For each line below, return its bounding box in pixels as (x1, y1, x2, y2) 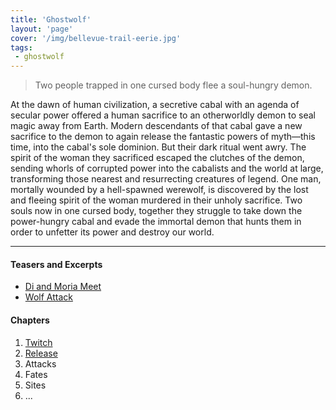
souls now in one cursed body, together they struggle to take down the (10, 205, 303, 217)
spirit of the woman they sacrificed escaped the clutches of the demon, (10, 152, 305, 164)
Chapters (10, 314, 50, 326)
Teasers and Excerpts (10, 258, 103, 270)
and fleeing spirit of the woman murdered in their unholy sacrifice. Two (10, 194, 303, 206)
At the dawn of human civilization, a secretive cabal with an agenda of (10, 99, 300, 111)
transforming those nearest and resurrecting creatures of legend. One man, (10, 173, 322, 185)
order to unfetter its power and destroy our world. (10, 226, 215, 238)
